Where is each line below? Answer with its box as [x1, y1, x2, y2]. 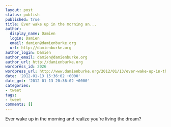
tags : [5, 92, 17, 98]
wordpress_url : [5, 69, 38, 74]
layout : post [5, 7, 33, 13]
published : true [5, 17, 40, 22]
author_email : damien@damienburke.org [5, 54, 88, 60]
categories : [5, 83, 31, 88]
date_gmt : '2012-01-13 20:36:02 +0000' [5, 78, 90, 83]
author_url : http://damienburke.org [5, 59, 83, 65]
